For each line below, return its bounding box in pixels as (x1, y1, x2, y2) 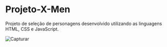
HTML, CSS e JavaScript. (5, 26, 59, 32)
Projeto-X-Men (5, 4, 71, 15)
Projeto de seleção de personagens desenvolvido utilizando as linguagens (5, 20, 162, 27)
